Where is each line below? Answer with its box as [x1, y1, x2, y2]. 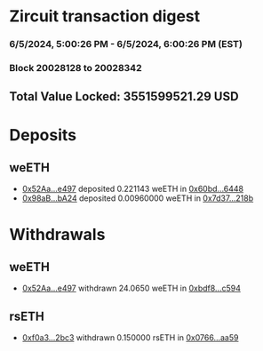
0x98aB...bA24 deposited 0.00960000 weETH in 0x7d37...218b [21, 193, 254, 203]
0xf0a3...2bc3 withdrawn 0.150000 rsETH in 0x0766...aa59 [21, 332, 239, 343]
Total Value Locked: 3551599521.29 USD [9, 89, 239, 104]
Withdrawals [9, 224, 106, 244]
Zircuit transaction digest [9, 6, 201, 27]
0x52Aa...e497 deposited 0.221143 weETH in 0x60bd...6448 [21, 184, 244, 195]
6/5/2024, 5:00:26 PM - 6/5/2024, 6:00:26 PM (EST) [9, 38, 243, 51]
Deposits [9, 124, 77, 145]
